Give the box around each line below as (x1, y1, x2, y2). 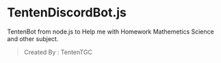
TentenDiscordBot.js (7, 5, 127, 21)
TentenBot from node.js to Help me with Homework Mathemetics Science (7, 27, 214, 36)
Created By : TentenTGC (23, 48, 92, 56)
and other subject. (7, 34, 59, 42)
